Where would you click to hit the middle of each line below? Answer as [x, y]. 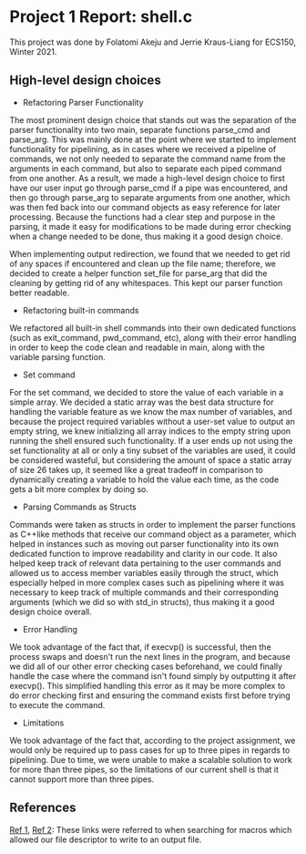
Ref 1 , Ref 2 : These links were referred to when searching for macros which [151, 829]
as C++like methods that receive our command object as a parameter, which [153, 534]
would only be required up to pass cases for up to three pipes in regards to [150, 750]
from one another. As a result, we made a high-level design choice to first [147, 178]
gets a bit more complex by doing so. [79, 489]
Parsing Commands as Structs [79, 507]
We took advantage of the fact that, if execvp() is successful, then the [140, 647]
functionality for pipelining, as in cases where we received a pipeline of [143, 149]
